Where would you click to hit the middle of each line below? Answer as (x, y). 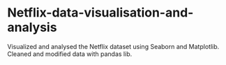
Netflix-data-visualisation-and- (100, 13)
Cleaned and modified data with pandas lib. (70, 54)
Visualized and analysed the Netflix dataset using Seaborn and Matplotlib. (113, 46)
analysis (32, 27)
